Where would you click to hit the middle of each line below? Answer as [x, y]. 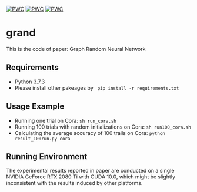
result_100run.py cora [42, 139]
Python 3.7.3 [30, 82]
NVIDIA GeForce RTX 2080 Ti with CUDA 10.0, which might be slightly [91, 177]
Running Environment [47, 156]
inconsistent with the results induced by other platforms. [74, 183]
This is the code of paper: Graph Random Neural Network [76, 49]
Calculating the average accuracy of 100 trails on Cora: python [90, 133]
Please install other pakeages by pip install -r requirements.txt [97, 87]
